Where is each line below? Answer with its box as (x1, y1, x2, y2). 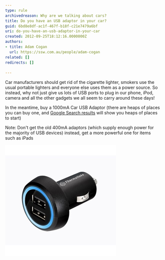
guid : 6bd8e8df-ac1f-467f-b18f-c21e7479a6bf (5, 24, 98, 29)
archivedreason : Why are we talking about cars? (5, 13, 107, 18)
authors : (5, 39, 23, 44)
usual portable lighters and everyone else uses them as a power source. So (5, 84, 158, 91)
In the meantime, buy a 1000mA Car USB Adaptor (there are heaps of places (5, 105, 160, 111)
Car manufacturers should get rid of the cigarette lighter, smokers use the (5, 79, 155, 85)
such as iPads (5, 135, 33, 141)
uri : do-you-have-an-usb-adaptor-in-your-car (5, 29, 100, 34)
